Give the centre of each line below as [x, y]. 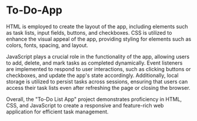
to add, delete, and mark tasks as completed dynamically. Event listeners [94, 63]
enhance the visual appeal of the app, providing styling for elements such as [99, 39]
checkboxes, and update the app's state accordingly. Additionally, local [92, 75]
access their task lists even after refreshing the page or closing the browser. [98, 88]
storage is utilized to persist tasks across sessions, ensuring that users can [97, 81]
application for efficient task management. [57, 112]
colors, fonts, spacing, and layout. [47, 45]
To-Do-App [34, 10]
